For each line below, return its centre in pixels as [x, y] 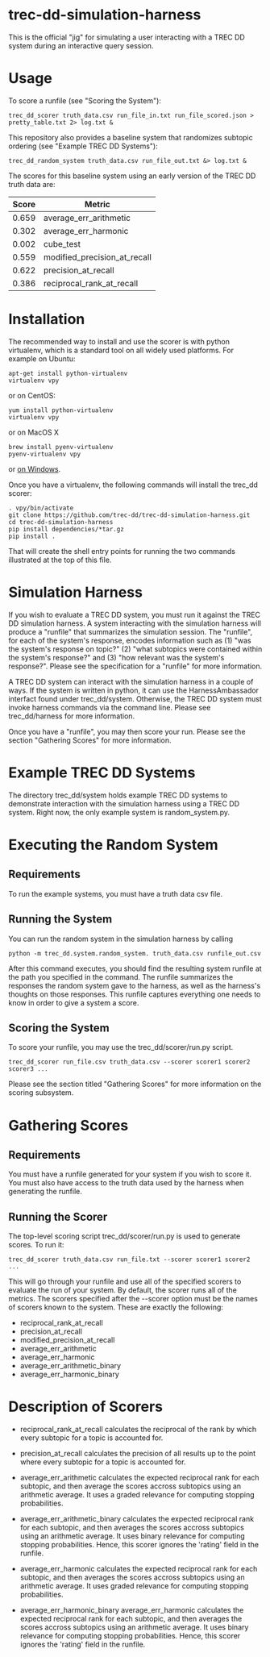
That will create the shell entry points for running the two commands [122, 551]
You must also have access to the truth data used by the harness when [126, 1183]
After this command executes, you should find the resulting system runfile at [135, 968]
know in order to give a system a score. [74, 1002]
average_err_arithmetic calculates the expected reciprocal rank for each [139, 1478]
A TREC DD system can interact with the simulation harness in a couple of [131, 681]
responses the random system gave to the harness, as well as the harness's [135, 985]
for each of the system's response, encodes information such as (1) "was [130, 640]
